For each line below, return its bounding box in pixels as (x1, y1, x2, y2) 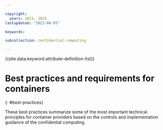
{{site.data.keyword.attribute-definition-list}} (5, 56, 95, 62)
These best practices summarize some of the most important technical (5, 109, 147, 115)
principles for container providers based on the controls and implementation (5, 114, 159, 120)
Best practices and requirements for (5, 73, 155, 84)
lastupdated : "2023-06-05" (5, 21, 60, 25)
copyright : (5, 11, 27, 16)
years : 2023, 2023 (9, 16, 47, 21)
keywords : (5, 29, 25, 34)
